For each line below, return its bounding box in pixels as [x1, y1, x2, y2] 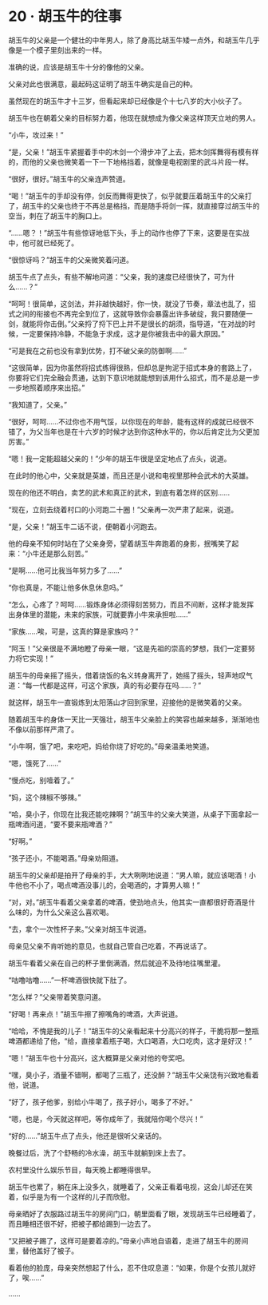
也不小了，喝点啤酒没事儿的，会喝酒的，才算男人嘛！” [22, 880, 201, 889]
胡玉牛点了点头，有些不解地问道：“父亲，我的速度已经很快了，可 [8, 272, 222, 281]
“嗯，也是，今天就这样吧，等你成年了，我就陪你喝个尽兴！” [8, 1114, 203, 1124]
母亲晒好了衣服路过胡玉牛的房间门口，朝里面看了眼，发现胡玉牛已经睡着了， [8, 1208, 260, 1219]
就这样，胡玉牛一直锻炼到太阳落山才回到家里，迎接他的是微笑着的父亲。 [8, 697, 246, 707]
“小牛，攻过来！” [8, 129, 64, 140]
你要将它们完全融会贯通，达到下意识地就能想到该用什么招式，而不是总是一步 [8, 372, 260, 382]
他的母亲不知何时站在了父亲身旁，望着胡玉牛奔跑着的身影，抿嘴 [8, 539, 218, 548]
